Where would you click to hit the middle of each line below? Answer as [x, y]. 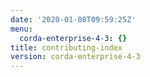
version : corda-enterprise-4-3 [75, 57]
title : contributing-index [66, 47]
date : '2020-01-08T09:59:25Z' [73, 19]
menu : [21, 29]
